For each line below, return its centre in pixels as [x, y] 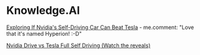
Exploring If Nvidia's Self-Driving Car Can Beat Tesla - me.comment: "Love [100, 27]
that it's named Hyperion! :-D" [44, 33]
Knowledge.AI [43, 11]
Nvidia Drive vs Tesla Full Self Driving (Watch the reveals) [78, 45]
